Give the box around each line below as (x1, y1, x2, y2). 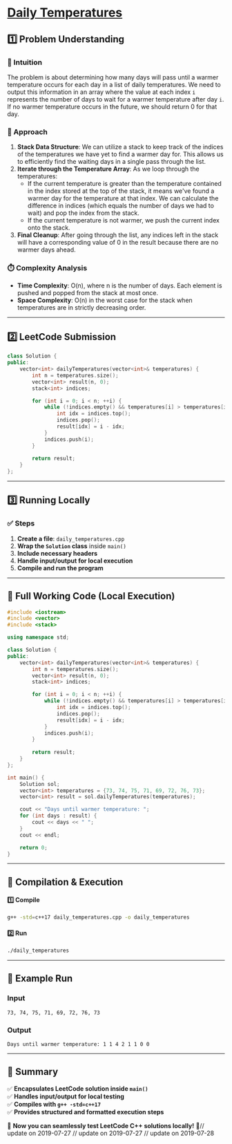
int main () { (7, 774, 45, 781)
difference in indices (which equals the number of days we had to (27, 202, 214, 210)
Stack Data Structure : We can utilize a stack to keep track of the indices (17, 143, 224, 151)
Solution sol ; (19, 780, 60, 787)
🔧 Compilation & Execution (7, 876, 124, 888)
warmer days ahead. (17, 245, 76, 254)
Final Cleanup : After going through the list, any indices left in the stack (17, 231, 219, 239)
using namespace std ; (7, 634, 70, 641)
